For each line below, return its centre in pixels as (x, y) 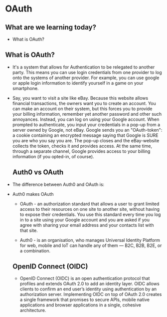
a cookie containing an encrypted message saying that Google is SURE (85, 135)
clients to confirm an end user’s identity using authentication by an (88, 289)
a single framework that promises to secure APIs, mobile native (84, 300)
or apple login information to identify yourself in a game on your (78, 83)
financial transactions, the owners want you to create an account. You (84, 103)
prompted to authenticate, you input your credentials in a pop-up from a (86, 124)
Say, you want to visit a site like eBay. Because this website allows (80, 98)
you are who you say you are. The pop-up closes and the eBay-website (86, 140)
